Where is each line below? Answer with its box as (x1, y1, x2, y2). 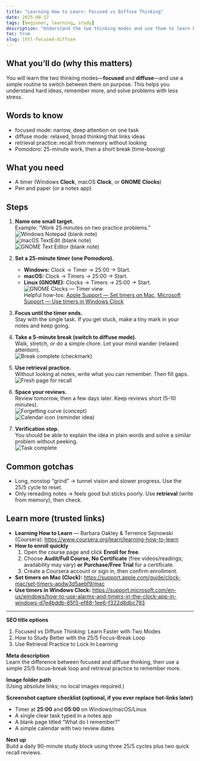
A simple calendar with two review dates (14, 725, 114, 732)
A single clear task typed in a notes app (14, 712, 112, 719)
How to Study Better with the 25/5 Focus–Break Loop (14, 634, 146, 641)
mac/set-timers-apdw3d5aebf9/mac (14, 580, 105, 587)
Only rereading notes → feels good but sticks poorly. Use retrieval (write (14, 490, 193, 498)
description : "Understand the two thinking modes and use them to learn (6, 25, 190, 32)
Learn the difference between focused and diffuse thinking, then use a (6, 658, 180, 665)
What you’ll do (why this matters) (6, 58, 133, 69)
